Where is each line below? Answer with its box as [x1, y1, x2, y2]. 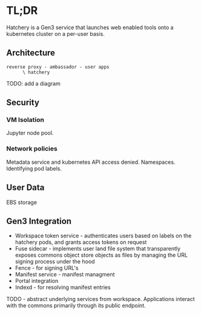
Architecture [6, 48, 56, 58]
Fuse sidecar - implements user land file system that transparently [15, 245, 180, 252]
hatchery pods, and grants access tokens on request [15, 239, 147, 246]
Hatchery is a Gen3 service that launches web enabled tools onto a [6, 24, 174, 31]
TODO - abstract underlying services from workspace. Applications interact [6, 296, 195, 303]
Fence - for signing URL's [15, 265, 79, 272]
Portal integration [15, 277, 59, 285]
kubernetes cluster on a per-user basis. [6, 30, 105, 37]
